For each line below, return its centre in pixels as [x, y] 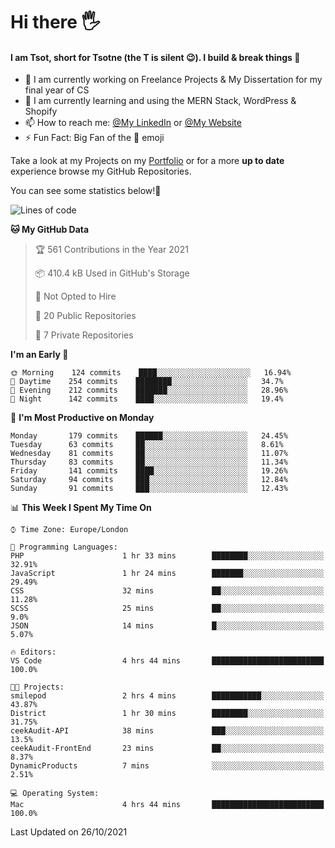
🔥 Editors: [33, 652]
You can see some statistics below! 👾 [86, 191]
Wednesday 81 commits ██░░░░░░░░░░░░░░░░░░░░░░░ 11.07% [149, 454]
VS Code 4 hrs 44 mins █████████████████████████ [167, 661]
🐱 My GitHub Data [50, 230]
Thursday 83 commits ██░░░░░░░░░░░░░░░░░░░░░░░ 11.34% [149, 462]
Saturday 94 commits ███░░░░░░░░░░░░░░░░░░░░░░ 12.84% [149, 480]
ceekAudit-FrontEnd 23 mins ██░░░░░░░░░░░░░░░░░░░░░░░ [167, 749]
